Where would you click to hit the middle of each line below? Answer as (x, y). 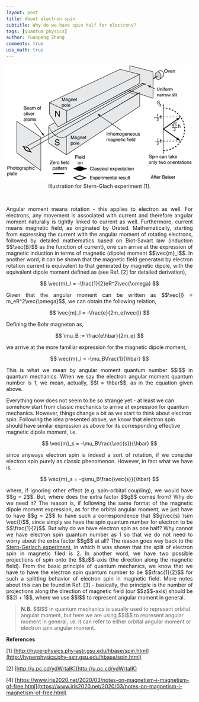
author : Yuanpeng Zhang (36, 38)
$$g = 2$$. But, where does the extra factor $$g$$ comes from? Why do (99, 496)
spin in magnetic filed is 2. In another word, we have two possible (99, 553)
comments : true (25, 44)
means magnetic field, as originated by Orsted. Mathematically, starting (99, 227)
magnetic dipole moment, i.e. (41, 432)
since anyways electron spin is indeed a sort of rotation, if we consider (99, 455)
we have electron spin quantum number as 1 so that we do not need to (99, 534)
